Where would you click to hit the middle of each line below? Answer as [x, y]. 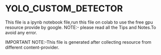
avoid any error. [21, 32]
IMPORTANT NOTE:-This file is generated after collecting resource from [78, 42]
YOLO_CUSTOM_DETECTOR [64, 9]
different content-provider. [32, 47]
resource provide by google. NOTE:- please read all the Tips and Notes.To [81, 27]
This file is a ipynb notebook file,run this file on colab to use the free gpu [79, 22]
